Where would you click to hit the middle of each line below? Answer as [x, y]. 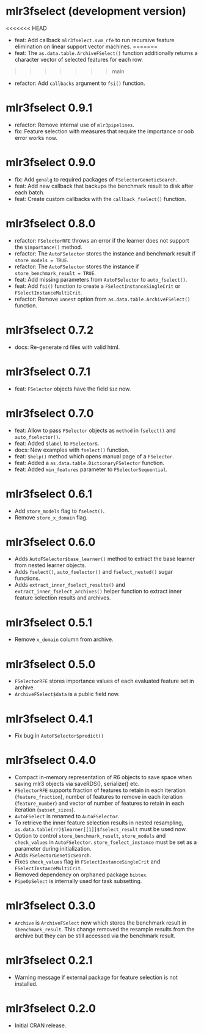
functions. [27, 578]
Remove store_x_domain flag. [51, 517]
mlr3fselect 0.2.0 [51, 1009]
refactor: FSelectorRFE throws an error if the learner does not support [102, 240]
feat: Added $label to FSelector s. [57, 443]
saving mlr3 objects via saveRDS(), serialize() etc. [77, 784]
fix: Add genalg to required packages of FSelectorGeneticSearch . [96, 179]
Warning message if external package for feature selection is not [96, 977]
